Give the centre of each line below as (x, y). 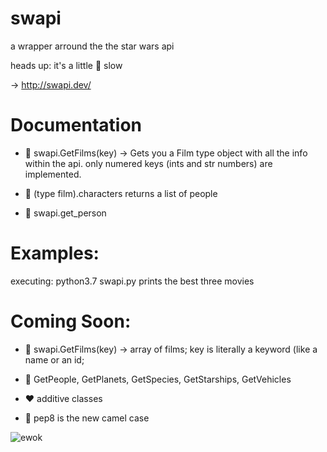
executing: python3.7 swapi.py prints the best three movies (132, 281)
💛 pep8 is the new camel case (87, 418)
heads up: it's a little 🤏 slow (66, 65)
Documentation (76, 125)
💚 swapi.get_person (65, 213)
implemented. (53, 174)
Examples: (55, 253)
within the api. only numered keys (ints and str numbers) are (148, 163)
